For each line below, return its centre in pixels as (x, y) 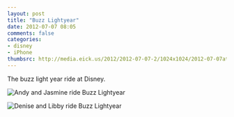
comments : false (31, 33)
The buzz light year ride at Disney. (56, 79)
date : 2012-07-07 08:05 (42, 26)
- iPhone (20, 53)
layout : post (26, 14)
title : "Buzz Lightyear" (43, 20)
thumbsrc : (22, 59)
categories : (24, 40)
